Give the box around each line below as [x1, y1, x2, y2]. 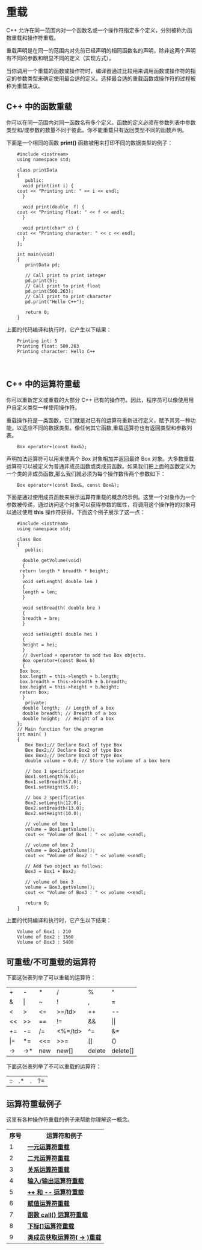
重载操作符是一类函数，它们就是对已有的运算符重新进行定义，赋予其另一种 [6, 416, 191, 423]
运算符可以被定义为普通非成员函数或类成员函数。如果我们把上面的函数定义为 [6, 462, 196, 470]
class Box [17, 536, 42, 542]
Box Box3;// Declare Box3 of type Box [25, 752, 122, 758]
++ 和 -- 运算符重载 [27, 1188, 84, 1196]
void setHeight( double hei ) [22, 631, 98, 637]
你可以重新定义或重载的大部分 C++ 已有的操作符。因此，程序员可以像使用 [6, 396, 189, 404]
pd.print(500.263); [25, 288, 74, 294]
